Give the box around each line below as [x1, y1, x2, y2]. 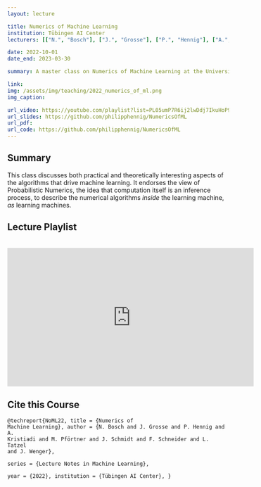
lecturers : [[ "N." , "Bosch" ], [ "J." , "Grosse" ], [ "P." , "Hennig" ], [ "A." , [7, 36, 231, 43]
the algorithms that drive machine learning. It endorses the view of [7, 178, 200, 186]
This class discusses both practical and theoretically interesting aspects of [7, 170, 224, 179]
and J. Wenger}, [7, 448, 55, 455]
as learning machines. [7, 201, 72, 209]
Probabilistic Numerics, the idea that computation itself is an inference [7, 186, 211, 194]
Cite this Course [7, 399, 79, 411]
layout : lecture [7, 10, 55, 18]
